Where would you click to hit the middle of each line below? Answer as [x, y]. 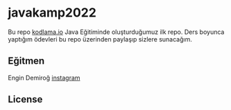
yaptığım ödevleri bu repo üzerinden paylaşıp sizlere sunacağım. [100, 39]
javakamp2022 [52, 13]
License [25, 99]
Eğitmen [26, 61]
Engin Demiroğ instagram [44, 77]
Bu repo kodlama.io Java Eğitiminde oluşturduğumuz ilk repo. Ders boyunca [116, 32]
